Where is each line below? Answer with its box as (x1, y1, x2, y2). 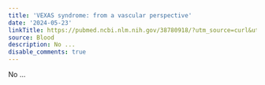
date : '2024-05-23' (8, 19, 73, 27)
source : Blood (8, 33, 55, 42)
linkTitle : (8, 26, 44, 34)
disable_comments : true (8, 48, 87, 56)
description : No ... (8, 41, 77, 49)
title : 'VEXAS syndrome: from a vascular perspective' (8, 11, 192, 20)
